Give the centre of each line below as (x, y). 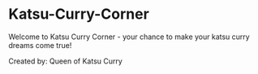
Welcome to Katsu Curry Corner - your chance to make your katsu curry (129, 37)
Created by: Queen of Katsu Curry (66, 61)
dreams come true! (40, 45)
